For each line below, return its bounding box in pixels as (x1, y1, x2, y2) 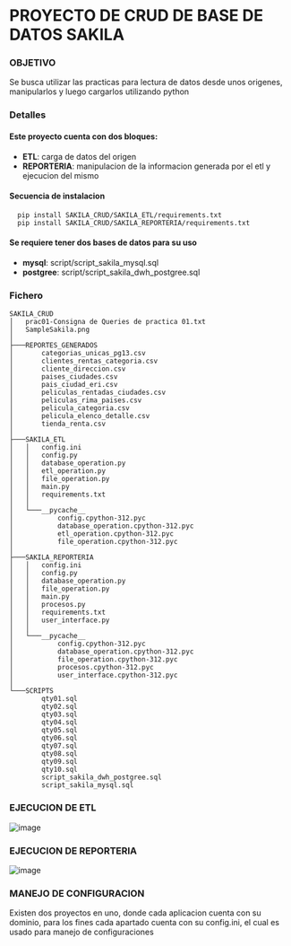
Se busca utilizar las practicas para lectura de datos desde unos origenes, (9, 77, 283, 88)
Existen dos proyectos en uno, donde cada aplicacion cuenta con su (9, 907, 261, 918)
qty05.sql (41, 726, 78, 735)
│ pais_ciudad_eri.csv (9, 381, 118, 390)
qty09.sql (41, 758, 78, 766)
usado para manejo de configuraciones (9, 926, 154, 938)
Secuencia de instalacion (9, 190, 106, 202)
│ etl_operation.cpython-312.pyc (9, 530, 175, 539)
